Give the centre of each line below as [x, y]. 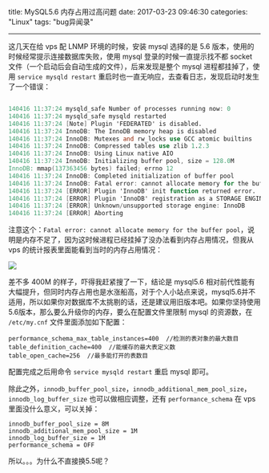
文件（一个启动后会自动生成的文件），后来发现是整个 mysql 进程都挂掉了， [131, 66]
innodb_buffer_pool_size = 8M [59, 424]
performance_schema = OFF [51, 445]
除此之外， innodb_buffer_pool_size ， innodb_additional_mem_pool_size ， [130, 389]
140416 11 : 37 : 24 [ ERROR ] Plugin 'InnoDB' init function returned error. [132, 191]
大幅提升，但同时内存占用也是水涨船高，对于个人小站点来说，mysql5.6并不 [132, 292]
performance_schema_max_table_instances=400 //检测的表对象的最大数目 [124, 339]
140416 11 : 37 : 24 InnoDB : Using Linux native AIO [91, 154]
